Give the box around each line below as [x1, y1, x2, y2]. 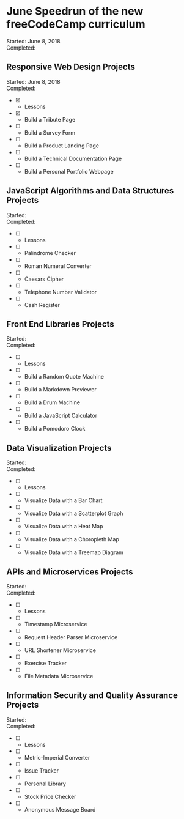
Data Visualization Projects [6, 442, 112, 453]
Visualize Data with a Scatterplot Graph [24, 510, 123, 517]
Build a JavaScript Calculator [24, 412, 98, 420]
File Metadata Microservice [24, 673, 94, 680]
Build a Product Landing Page [24, 142, 100, 149]
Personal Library [24, 780, 66, 787]
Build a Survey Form [24, 128, 76, 136]
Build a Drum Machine [24, 399, 81, 406]
